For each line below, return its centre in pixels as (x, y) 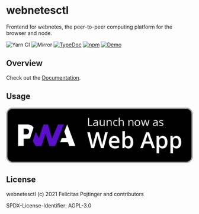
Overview (25, 63)
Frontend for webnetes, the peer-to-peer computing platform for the (89, 27)
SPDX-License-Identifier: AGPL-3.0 (49, 205)
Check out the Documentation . (44, 77)
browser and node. (29, 33)
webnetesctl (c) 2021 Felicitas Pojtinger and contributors (75, 194)
